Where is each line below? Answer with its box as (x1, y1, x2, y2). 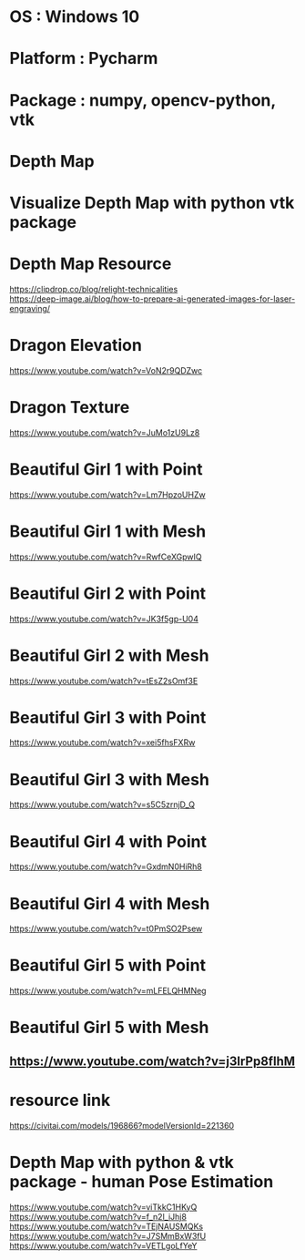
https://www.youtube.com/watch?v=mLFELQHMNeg (9, 986, 207, 997)
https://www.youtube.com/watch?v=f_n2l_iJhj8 (9, 1211, 187, 1222)
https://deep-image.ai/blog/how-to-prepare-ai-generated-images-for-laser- (9, 293, 296, 304)
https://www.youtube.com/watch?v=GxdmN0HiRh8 (9, 861, 202, 872)
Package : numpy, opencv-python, (9, 89, 276, 110)
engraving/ (9, 302, 51, 313)
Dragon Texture (9, 397, 130, 417)
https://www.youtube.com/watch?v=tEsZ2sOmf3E (9, 675, 198, 686)
